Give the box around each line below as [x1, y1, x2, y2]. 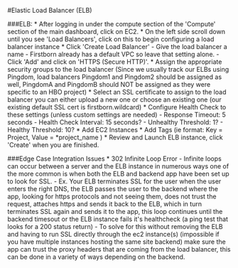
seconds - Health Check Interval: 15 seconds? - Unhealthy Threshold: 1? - [7, 118, 224, 127]
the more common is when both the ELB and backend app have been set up [7, 170, 229, 178]
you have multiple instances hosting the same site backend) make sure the [7, 237, 226, 246]
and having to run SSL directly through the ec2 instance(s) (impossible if [7, 230, 220, 238]
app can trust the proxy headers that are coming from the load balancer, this [7, 245, 231, 253]
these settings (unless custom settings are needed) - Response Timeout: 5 [7, 110, 226, 119]
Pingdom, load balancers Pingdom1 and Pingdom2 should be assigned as [7, 73, 222, 81]
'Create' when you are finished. [7, 141, 99, 149]
